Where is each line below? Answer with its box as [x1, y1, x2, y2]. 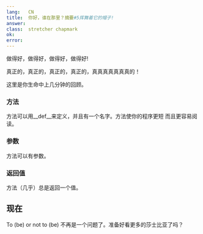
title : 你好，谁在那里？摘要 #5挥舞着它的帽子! [6, 15, 114, 21]
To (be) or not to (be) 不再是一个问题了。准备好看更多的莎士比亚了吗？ [6, 221, 184, 228]
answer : [6, 20, 26, 26]
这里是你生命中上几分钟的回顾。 [6, 81, 87, 88]
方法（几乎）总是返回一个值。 [6, 184, 81, 191]
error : [6, 37, 23, 43]
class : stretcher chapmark [6, 26, 78, 32]
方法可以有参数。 [6, 152, 50, 159]
